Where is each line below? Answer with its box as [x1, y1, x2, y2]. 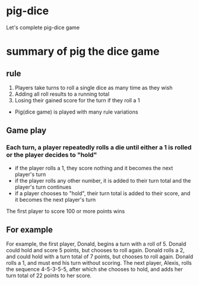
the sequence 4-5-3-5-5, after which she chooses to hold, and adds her [6, 266, 183, 273]
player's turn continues [14, 183, 72, 190]
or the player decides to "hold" [6, 151, 97, 159]
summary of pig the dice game [6, 45, 160, 58]
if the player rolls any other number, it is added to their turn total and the [14, 177, 191, 184]
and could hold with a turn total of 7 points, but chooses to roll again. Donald [6, 253, 194, 260]
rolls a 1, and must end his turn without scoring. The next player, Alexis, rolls [6, 259, 192, 267]
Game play [6, 126, 47, 136]
